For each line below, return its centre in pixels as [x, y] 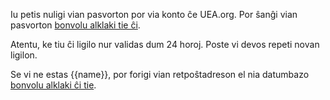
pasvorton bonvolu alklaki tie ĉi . [75, 25]
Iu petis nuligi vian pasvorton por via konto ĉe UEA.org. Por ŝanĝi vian [154, 14]
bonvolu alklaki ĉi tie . [53, 85]
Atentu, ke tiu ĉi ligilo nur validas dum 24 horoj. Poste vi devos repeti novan [165, 44]
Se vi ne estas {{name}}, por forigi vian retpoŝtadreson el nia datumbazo [160, 74]
